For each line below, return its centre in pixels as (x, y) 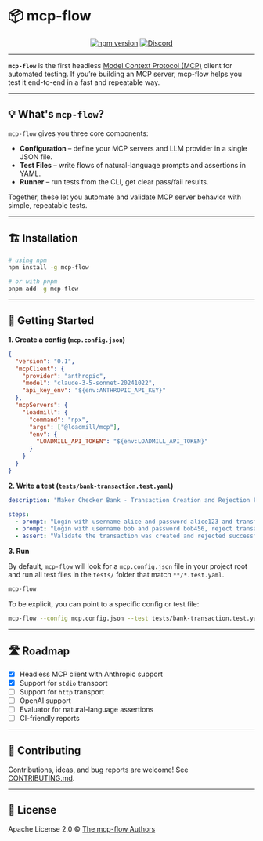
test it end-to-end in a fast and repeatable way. (84, 82)
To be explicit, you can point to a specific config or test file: (104, 604)
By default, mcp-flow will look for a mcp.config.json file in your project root (128, 566)
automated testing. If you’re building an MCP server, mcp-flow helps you (125, 74)
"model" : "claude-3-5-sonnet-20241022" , (89, 383)
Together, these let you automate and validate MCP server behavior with (124, 197)
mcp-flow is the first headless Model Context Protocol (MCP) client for (120, 65)
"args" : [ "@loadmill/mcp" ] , (75, 427)
